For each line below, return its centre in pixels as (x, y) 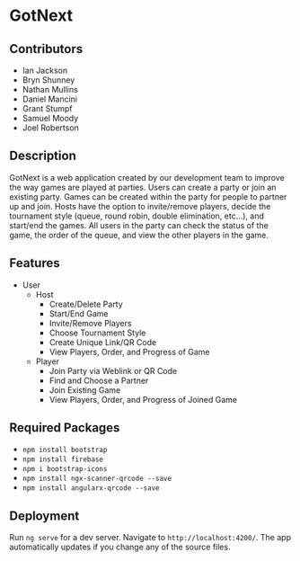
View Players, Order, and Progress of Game (129, 352)
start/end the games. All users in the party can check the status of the (139, 225)
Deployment (44, 516)
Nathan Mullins (50, 89)
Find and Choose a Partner (99, 380)
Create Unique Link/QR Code (103, 342)
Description (43, 156)
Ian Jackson (45, 70)
